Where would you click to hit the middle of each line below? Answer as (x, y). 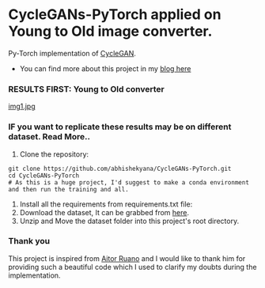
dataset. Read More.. (49, 137)
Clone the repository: (54, 154)
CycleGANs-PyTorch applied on (115, 15)
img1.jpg (22, 106)
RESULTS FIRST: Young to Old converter (86, 89)
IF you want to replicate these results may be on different (120, 127)
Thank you (29, 241)
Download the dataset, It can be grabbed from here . (104, 212)
